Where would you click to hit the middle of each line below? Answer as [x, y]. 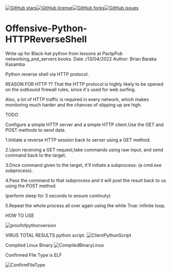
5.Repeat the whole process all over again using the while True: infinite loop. [86, 205]
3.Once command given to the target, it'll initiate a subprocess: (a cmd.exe [83, 165]
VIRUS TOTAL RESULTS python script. [45, 235]
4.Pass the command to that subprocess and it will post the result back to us [86, 180]
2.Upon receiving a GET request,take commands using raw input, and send [84, 150]
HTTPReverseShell [46, 40]
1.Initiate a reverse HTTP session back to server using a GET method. [78, 140]
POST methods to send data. [36, 130]
